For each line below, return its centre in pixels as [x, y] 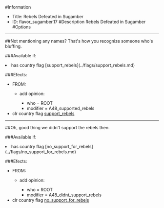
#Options [21, 27]
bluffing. [13, 46]
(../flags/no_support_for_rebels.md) [41, 152]
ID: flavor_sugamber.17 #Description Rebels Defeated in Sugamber [79, 22]
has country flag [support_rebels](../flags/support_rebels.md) [73, 65]
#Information [18, 7]
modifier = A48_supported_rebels [61, 108]
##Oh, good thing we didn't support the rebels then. [57, 127]
